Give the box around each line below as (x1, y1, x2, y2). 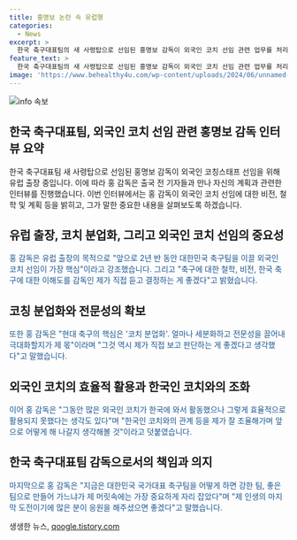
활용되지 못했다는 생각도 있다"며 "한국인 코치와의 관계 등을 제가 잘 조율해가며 (9, 415, 274, 426)
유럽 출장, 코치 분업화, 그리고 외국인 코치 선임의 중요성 (9, 228, 285, 243)
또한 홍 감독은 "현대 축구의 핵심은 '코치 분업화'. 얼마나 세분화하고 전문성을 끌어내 (9, 328, 286, 339)
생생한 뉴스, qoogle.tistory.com (9, 521, 120, 531)
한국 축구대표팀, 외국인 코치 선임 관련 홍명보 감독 (9, 125, 256, 140)
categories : (9, 21, 53, 30)
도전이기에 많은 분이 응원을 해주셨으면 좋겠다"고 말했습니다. (18, 502, 223, 513)
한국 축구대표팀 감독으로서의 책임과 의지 (9, 455, 213, 470)
